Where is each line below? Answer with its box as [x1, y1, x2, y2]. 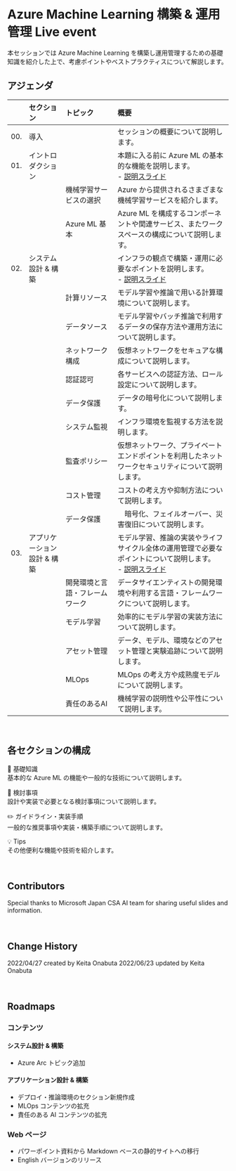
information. [7, 906, 43, 914]
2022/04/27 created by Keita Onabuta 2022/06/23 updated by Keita [7, 959, 205, 967]
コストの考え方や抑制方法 [117, 485, 202, 495]
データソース [65, 321, 107, 331]
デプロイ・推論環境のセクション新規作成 [17, 1092, 135, 1101]
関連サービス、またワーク [138, 219, 223, 228]
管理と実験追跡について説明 [131, 646, 223, 656]
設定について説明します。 [117, 380, 202, 389]
